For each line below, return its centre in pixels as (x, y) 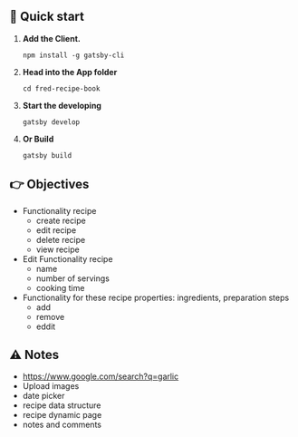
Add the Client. (52, 38)
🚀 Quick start (47, 17)
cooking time (60, 287)
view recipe (58, 249)
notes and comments (62, 425)
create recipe (61, 220)
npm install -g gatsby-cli (73, 55)
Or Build (38, 139)
